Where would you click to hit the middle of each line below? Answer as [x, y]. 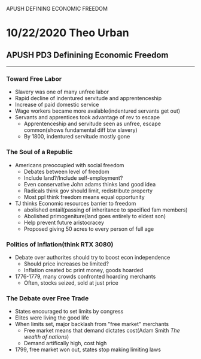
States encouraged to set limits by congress [69, 312]
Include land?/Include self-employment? [73, 178]
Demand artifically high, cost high [65, 343]
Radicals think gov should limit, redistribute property [88, 191]
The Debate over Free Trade [48, 298]
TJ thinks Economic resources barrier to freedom [75, 203]
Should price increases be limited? [66, 264]
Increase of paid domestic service [57, 105]
